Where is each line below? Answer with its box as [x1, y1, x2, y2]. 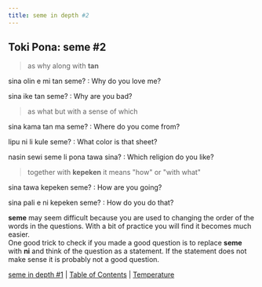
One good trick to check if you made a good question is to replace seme [8, 238, 242, 248]
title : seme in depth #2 [8, 11, 89, 20]
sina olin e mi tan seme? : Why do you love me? [8, 76, 162, 86]
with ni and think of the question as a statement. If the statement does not [8, 246, 247, 256]
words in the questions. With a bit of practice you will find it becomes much [8, 221, 252, 231]
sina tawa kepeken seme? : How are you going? [8, 183, 162, 192]
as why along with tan [27, 61, 100, 71]
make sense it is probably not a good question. [8, 255, 159, 264]
